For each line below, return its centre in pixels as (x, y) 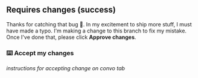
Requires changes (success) (61, 10)
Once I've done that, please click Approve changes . (71, 37)
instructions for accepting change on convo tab (66, 68)
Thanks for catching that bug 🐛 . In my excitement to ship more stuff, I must (99, 24)
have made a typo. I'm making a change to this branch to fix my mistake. (97, 31)
